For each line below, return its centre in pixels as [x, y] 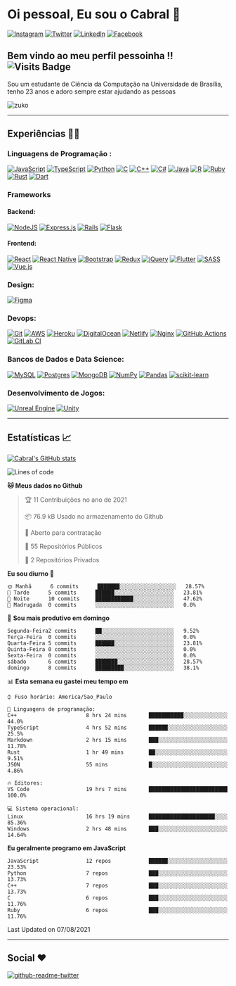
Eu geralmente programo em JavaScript [67, 848]
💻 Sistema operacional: [43, 809]
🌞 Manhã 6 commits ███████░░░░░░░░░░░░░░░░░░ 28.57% [106, 586]
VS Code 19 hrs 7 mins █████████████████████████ [118, 789]
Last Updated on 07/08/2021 [49, 929]
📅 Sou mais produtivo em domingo [59, 618]
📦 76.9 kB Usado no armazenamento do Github [94, 516]
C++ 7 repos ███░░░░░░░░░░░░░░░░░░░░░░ [118, 885]
